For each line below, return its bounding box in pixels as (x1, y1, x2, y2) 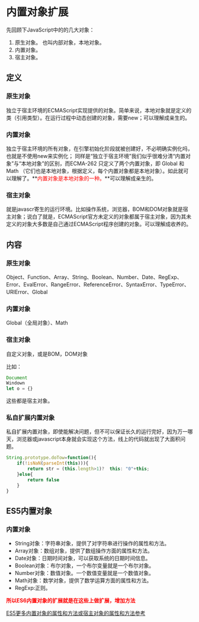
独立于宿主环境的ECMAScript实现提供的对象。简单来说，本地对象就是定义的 (6, 106, 191, 113)
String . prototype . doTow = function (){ (6, 455, 97, 461)
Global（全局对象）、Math (6, 319, 68, 327)
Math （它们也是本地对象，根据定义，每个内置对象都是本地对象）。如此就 (6, 167, 184, 174)
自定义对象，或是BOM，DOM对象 (6, 350, 88, 357)
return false (27, 476, 60, 483)
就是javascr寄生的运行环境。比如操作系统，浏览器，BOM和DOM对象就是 (6, 206, 184, 213)
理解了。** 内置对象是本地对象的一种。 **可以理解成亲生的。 (11, 175, 157, 182)
